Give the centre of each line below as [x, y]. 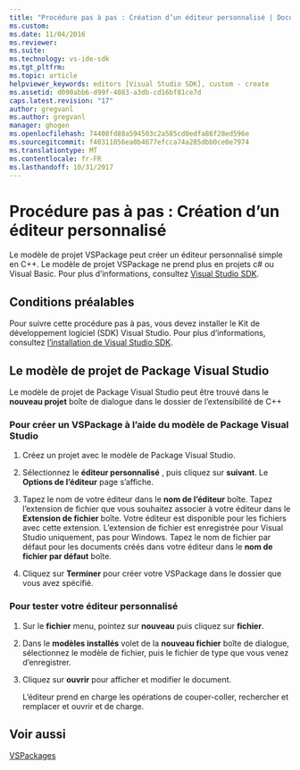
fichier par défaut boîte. [67, 557]
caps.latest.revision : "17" [62, 100]
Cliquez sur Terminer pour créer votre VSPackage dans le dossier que [152, 573]
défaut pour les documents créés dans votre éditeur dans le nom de [147, 547]
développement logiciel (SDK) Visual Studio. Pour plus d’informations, [137, 333]
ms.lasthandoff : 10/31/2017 [62, 167]
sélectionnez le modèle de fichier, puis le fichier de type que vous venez [155, 652]
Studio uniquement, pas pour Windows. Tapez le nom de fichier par [146, 538]
